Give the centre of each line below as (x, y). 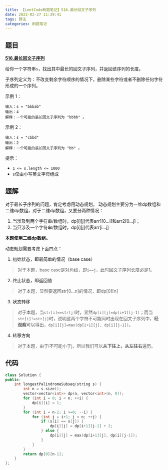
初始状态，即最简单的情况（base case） (54, 259)
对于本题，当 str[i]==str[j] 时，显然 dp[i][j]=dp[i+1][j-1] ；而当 (85, 312)
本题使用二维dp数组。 (28, 238)
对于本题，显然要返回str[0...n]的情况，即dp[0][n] (68, 291)
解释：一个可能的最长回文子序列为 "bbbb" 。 (46, 117)
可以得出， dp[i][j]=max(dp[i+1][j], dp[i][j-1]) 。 (80, 325)
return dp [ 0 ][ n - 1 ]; (43, 454)
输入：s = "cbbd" (22, 138)
